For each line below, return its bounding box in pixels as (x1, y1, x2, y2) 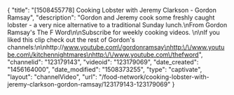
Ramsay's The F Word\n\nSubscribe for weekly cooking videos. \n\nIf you (7, 28, 221, 36)
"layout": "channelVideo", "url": (7, 73, 98, 81)
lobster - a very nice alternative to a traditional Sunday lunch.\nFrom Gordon (7, 21, 228, 29)
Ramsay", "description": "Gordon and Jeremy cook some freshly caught (7, 13, 215, 22)
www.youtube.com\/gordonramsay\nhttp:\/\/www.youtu (63, 43, 225, 51)
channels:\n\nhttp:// (7, 43, 64, 51)
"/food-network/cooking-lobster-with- (98, 73, 209, 81)
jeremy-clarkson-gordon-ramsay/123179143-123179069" (7, 80, 171, 88)
